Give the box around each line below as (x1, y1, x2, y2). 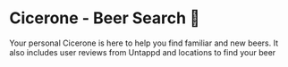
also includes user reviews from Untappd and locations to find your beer (9, 46, 276, 57)
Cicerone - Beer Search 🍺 (9, 8, 200, 29)
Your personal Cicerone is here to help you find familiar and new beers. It (9, 38, 279, 48)
